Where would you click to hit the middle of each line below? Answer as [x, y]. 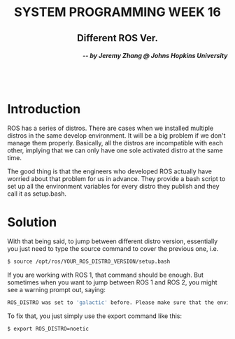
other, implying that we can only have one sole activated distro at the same [115, 150]
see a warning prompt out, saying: [57, 290]
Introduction [44, 109]
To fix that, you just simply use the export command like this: [95, 316]
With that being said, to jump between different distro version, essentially [113, 241]
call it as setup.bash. [37, 194]
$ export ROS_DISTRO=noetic [48, 329]
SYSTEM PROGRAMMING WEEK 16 [117, 12]
